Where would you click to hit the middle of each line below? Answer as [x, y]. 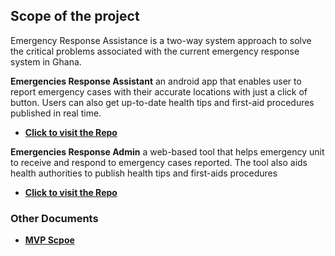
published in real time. [56, 113]
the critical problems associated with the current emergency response [155, 51]
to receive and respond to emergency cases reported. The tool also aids [159, 162]
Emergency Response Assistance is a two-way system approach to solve [161, 40]
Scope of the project [75, 16]
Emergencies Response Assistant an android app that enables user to [156, 81]
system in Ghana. [46, 61]
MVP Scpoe [49, 240]
